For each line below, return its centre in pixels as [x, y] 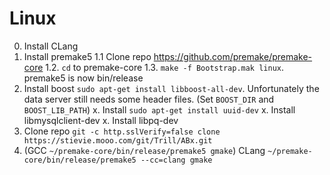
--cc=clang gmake [176, 160]
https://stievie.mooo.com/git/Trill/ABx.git [118, 140]
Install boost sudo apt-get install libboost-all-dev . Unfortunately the [171, 88]
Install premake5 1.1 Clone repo [87, 56]
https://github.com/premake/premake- [233, 56]
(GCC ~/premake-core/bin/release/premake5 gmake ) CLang [144, 150]
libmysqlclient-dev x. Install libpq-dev [101, 120]
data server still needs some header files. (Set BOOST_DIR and [149, 99]
